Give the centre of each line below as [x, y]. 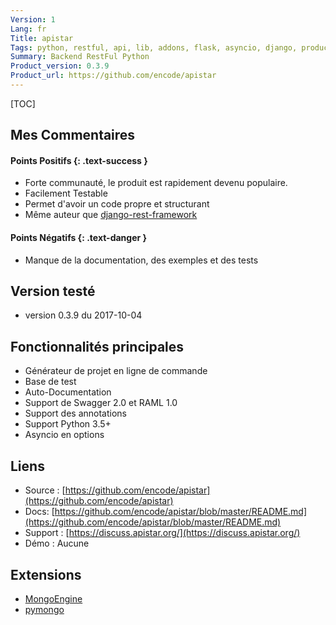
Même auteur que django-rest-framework [111, 215]
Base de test [50, 382]
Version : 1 [33, 19]
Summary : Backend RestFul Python [80, 57]
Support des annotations [75, 413]
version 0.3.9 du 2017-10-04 [83, 315]
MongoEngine [53, 598]
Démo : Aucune [57, 543]
